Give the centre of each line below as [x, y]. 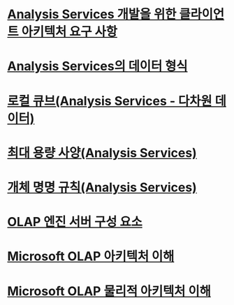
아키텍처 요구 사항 [69, 32]
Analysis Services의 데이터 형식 [97, 66]
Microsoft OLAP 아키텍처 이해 [91, 256]
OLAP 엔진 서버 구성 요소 [75, 222]
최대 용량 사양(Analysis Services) [102, 152]
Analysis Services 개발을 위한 [92, 14]
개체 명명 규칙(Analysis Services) [102, 187]
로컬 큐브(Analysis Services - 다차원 [110, 101]
